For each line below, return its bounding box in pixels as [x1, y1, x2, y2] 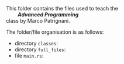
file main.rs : [14, 52, 44, 59]
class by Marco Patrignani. [6, 17, 70, 24]
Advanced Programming [17, 11, 79, 18]
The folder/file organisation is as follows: [6, 29, 104, 35]
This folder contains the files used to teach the [6, 5, 119, 12]
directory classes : [14, 40, 58, 47]
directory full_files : [14, 46, 66, 53]
